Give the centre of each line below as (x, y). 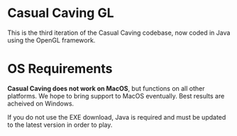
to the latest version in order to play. (60, 125)
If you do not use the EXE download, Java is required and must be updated (117, 117)
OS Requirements (60, 69)
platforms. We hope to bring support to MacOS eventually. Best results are (116, 96)
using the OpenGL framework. (51, 40)
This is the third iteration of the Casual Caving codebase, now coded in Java (119, 33)
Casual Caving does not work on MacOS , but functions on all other (106, 88)
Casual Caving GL (61, 13)
